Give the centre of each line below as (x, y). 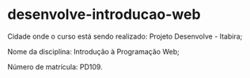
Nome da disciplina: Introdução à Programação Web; (93, 51)
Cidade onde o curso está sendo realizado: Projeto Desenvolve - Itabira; (125, 36)
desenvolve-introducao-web (104, 15)
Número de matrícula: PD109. (55, 67)
